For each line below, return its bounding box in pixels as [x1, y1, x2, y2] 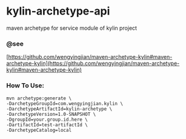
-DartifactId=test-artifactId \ [6, 121, 88, 128]
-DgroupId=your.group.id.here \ [6, 117, 88, 123]
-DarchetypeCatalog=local [6, 127, 71, 133]
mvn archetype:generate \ [6, 95, 71, 101]
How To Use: [6, 81, 44, 90]
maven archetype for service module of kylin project [6, 24, 138, 32]
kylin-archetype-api [6, 4, 110, 18]
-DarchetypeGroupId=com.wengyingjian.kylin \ [6, 100, 123, 107]
